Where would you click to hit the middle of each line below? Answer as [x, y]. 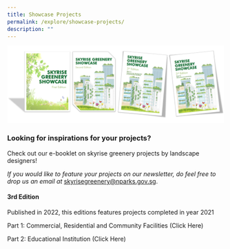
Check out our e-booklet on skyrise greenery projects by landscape [103, 153]
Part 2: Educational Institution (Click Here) [66, 239]
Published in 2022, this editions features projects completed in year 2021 [111, 213]
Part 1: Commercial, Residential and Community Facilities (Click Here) [105, 226]
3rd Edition [23, 197]
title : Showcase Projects [44, 14]
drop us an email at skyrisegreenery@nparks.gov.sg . [83, 181]
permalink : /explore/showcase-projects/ [66, 22]
